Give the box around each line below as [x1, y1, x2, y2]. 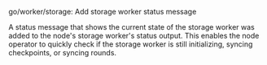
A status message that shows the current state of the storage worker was [8, 22, 255, 31]
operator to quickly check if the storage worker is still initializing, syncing [8, 39, 253, 49]
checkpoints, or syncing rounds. [8, 48, 116, 57]
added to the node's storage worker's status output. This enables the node [8, 31, 260, 40]
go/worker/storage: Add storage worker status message [8, 7, 197, 16]
